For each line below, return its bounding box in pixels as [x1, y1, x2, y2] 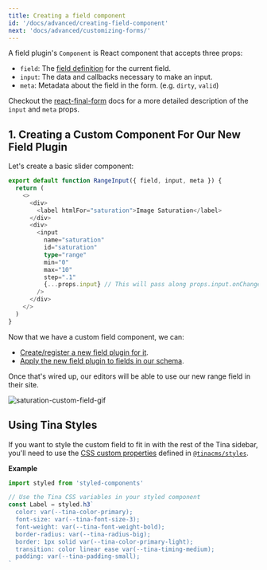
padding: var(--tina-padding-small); [15, 552, 141, 560]
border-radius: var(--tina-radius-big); [15, 530, 151, 538]
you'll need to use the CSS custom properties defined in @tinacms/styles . [8, 448, 249, 458]
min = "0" [43, 258, 69, 266]
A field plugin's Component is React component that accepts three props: [8, 49, 243, 58]
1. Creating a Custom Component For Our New [8, 128, 241, 141]
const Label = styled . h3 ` [8, 501, 94, 509]
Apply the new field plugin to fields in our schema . [19, 356, 184, 365]
